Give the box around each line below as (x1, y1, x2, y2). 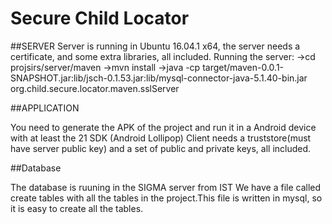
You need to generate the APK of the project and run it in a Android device (10, 121, 317, 133)
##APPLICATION (10, 102, 80, 114)
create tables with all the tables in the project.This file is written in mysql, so (10, 192, 323, 204)
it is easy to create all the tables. (10, 202, 144, 214)
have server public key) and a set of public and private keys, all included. (10, 142, 312, 154)
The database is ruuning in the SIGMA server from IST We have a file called (10, 181, 322, 193)
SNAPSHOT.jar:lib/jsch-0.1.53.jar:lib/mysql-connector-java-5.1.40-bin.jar (10, 72, 308, 84)
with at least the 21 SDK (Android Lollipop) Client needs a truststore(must (10, 132, 312, 144)
